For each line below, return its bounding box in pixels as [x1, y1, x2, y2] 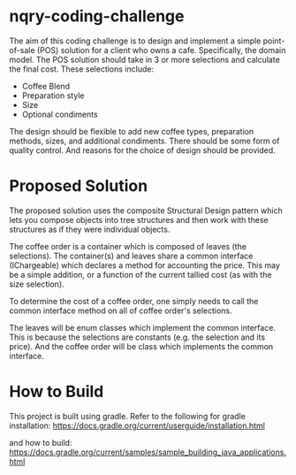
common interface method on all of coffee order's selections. [9, 305, 232, 316]
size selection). [9, 279, 65, 289]
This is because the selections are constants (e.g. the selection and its [9, 332, 266, 342]
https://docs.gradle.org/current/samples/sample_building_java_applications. [9, 447, 287, 457]
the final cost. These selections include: [9, 64, 155, 74]
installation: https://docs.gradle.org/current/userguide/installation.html [9, 420, 265, 431]
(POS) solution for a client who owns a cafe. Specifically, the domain [36, 44, 286, 55]
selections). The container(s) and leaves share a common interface [9, 250, 254, 261]
